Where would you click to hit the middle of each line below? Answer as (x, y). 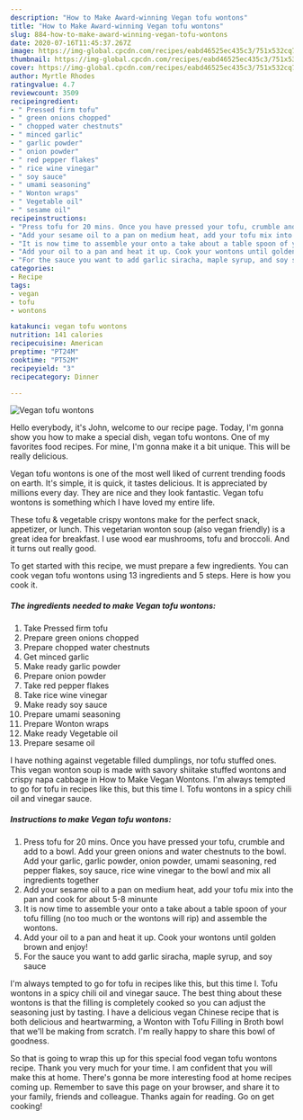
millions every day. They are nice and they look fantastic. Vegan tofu (137, 493)
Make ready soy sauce (65, 705)
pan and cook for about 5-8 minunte (90, 900)
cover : (22, 68)
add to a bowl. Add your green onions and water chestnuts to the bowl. (155, 852)
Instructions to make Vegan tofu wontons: (91, 819)
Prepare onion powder (65, 676)
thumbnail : (31, 59)
